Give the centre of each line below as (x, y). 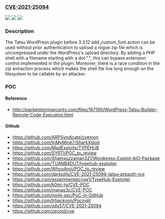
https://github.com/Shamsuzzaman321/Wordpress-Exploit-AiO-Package (86, 158)
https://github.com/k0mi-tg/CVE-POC (51, 184)
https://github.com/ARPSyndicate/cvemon (55, 137)
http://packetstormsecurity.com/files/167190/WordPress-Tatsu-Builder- (85, 109)
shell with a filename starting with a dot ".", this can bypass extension (76, 58)
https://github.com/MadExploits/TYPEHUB (55, 147)
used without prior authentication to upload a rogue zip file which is (74, 47)
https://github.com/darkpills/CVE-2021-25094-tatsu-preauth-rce (79, 174)
